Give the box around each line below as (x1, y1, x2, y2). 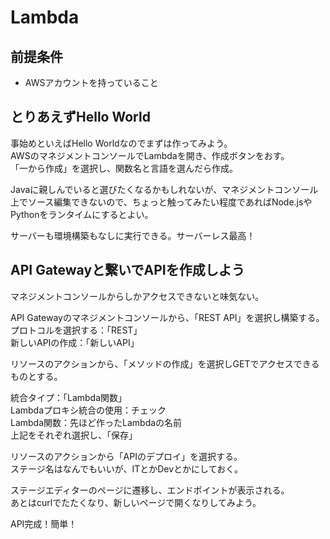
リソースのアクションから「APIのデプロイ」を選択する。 (10, 450, 243, 462)
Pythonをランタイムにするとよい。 (10, 208, 154, 220)
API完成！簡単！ (10, 517, 78, 530)
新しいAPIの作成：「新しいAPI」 (10, 336, 140, 348)
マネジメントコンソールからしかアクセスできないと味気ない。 (10, 290, 265, 302)
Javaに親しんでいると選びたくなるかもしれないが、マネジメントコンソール (10, 183, 319, 195)
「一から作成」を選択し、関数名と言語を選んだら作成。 (10, 162, 238, 174)
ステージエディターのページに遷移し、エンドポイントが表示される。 (10, 484, 290, 496)
